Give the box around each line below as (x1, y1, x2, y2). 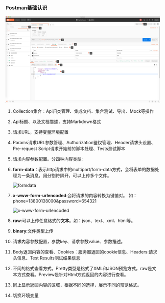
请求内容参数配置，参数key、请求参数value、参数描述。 (12, 238, 125, 244)
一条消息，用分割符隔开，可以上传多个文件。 (21, 173, 112, 178)
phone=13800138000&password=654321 (12, 198, 97, 204)
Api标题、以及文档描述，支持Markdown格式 (12, 119, 101, 125)
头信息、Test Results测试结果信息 (12, 255, 80, 261)
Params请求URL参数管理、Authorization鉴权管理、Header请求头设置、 (12, 139, 156, 145)
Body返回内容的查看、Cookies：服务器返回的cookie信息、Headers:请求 (12, 249, 158, 254)
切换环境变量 (12, 292, 39, 298)
